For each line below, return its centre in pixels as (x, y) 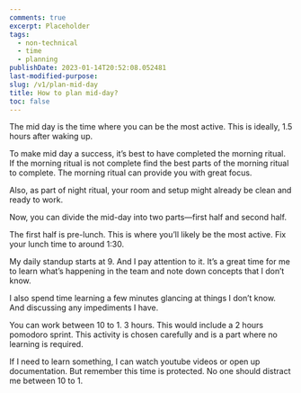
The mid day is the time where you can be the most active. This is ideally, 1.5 (151, 127)
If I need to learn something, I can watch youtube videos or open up (135, 362)
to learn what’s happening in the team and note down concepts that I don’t (147, 272)
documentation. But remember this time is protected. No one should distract (150, 371)
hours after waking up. (51, 137)
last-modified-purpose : (54, 76)
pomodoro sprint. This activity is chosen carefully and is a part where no (144, 335)
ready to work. (36, 200)
